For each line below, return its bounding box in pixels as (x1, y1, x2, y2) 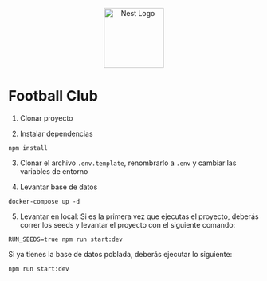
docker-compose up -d (8, 197, 80, 205)
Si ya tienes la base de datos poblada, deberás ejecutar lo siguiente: (8, 249, 233, 259)
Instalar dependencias (19, 129, 93, 138)
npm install (8, 144, 48, 152)
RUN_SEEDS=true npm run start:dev (8, 235, 124, 243)
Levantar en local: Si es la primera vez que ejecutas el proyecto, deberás (19, 212, 259, 221)
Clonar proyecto (19, 113, 73, 123)
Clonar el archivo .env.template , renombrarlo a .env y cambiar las (19, 158, 237, 168)
